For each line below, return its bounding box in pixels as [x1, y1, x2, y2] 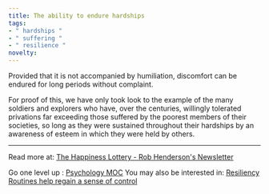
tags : [8, 19, 26, 27]
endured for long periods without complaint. [8, 79, 154, 89]
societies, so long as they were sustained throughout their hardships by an [8, 121, 255, 130]
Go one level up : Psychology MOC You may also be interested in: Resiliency [8, 168, 260, 177]
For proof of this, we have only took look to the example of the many [8, 95, 234, 104]
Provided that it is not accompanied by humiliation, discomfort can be [8, 71, 238, 80]
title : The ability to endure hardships [8, 11, 146, 20]
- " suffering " [8, 34, 62, 42]
